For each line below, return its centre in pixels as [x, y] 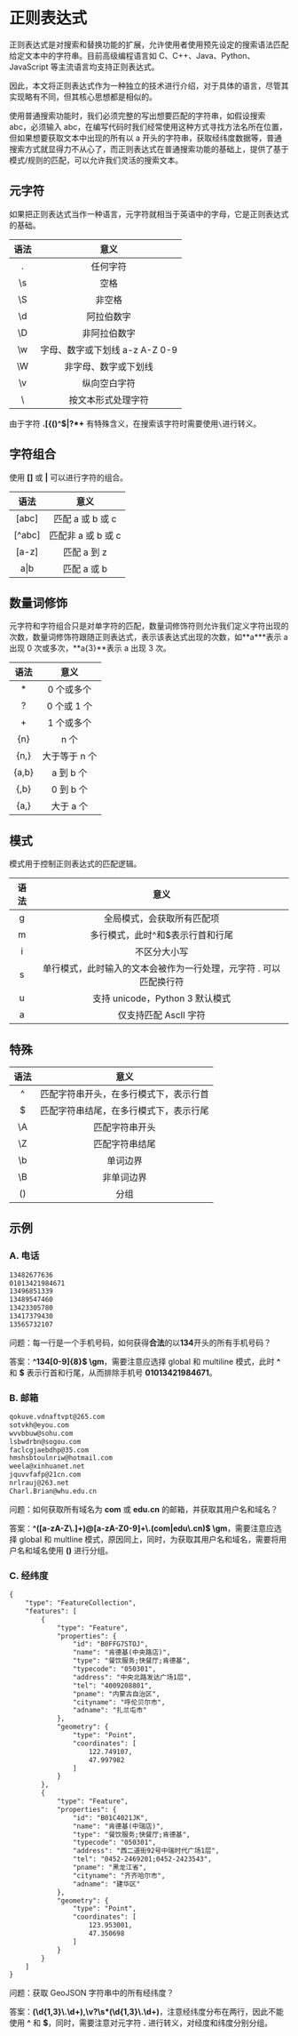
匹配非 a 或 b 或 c [85, 535]
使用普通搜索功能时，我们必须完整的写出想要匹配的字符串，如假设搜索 [137, 116]
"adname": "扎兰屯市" [110, 1711]
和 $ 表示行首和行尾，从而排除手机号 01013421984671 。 [113, 1372]
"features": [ [51, 1611]
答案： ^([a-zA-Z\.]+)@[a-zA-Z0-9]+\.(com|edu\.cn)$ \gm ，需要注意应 [142, 1528]
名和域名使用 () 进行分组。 [65, 1550]
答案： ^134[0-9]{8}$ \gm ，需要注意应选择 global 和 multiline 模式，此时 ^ [145, 1361]
